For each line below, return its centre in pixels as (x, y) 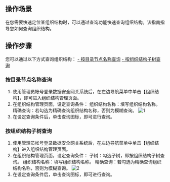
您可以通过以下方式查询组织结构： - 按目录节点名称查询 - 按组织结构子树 (81, 59)
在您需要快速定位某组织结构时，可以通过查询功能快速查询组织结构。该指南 (83, 22)
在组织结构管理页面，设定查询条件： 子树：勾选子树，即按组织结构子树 (86, 156)
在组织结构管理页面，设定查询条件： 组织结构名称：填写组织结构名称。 (86, 104)
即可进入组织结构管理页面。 (53, 98)
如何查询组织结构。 (34, 28)
